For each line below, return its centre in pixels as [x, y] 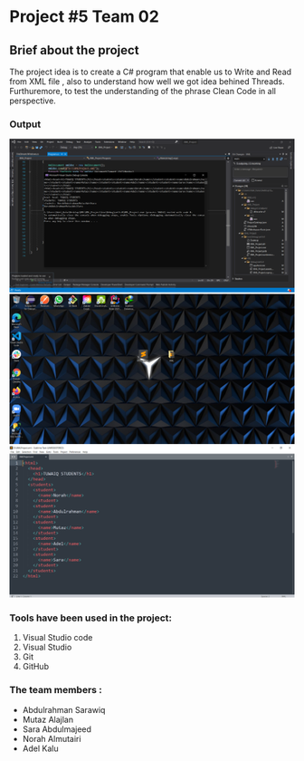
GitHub [36, 667]
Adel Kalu [40, 748]
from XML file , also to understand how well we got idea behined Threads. [147, 82]
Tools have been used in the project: [91, 618]
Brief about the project [74, 50]
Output [25, 124]
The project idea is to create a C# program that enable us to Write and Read [151, 72]
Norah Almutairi [52, 738]
